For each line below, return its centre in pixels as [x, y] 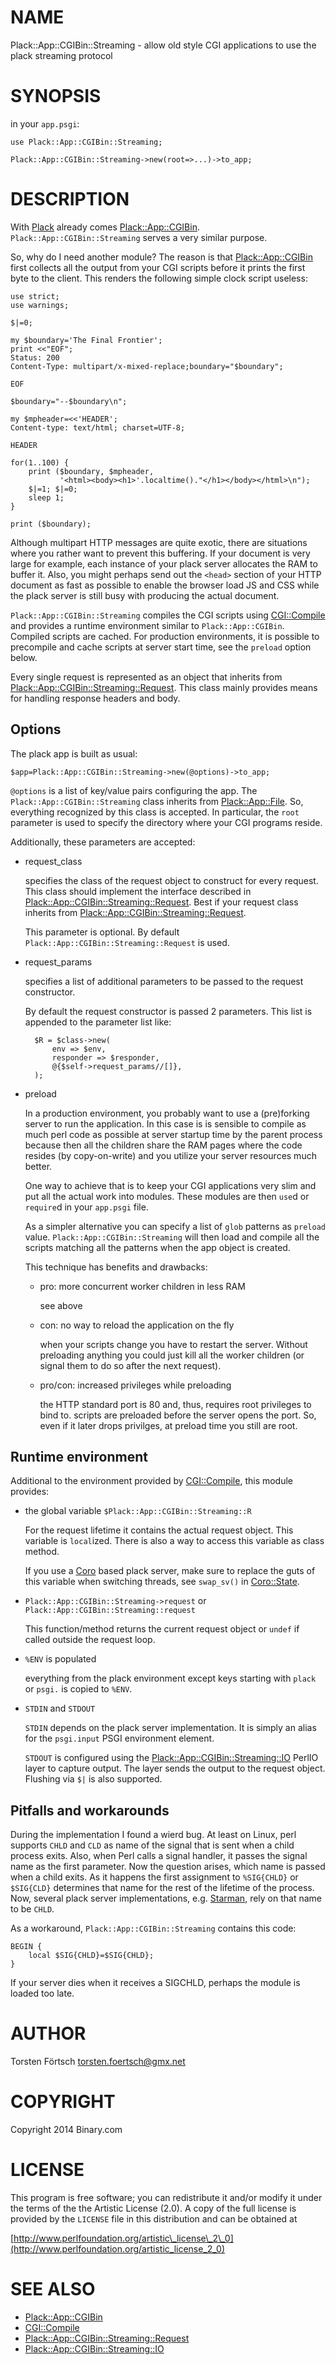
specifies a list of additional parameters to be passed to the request [164, 981]
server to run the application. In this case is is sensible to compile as [165, 1123]
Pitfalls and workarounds [90, 1810]
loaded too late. [42, 1993]
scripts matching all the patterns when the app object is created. [157, 1247]
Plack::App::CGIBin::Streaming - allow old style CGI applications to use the [163, 45]
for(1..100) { [40, 462]
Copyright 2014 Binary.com [66, 2130]
